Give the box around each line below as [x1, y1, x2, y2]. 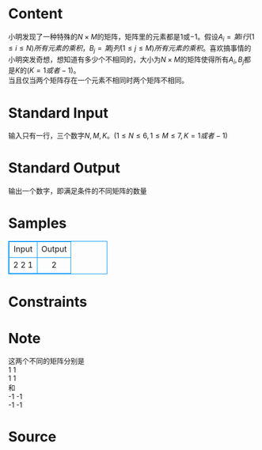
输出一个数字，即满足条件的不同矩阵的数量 [8, 187, 147, 196]
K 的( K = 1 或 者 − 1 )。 [15, 66, 81, 75]
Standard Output [8, 159, 120, 177]
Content [8, 5, 63, 23]
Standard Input [8, 104, 108, 122]
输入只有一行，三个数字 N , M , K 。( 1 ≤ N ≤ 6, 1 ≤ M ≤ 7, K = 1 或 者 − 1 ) [8, 131, 228, 141]
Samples [8, 214, 67, 233]
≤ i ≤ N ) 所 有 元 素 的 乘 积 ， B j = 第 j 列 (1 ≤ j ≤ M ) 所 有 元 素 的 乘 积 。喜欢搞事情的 [8, 43, 252, 55]
